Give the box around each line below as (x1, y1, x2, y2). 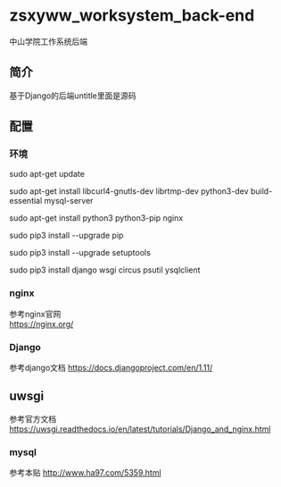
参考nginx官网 (9, 308, 62, 319)
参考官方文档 (9, 413, 56, 424)
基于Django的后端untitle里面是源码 (9, 90, 136, 101)
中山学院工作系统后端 (9, 36, 87, 46)
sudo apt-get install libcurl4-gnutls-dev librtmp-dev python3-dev (9, 186, 249, 197)
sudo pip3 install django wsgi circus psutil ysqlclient (9, 264, 201, 275)
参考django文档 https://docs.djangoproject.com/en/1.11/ (9, 363, 213, 374)
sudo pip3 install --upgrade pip (9, 230, 124, 241)
